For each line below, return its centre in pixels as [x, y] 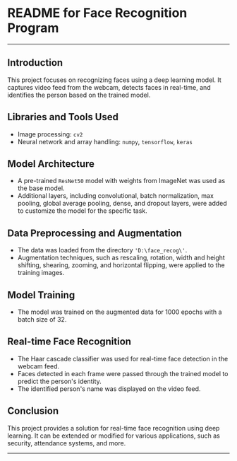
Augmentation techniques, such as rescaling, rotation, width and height [121, 258]
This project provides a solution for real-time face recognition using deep [114, 428]
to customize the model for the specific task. [83, 211]
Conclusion [33, 411]
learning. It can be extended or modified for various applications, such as [114, 436]
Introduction [35, 63]
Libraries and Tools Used [63, 117]
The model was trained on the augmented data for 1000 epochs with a [120, 312]
